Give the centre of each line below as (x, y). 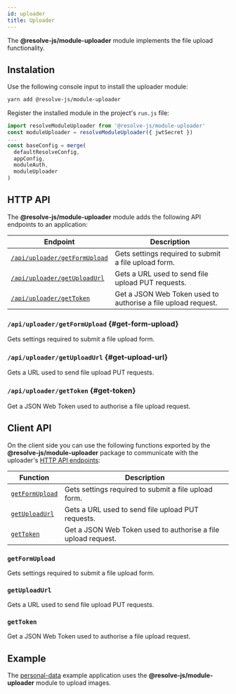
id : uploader (26, 14)
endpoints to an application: (47, 224)
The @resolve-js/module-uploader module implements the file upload (110, 40)
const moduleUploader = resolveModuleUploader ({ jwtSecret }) (100, 133)
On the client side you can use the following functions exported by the (109, 445)
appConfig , (29, 159)
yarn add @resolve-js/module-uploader (64, 100)
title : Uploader (31, 20)
